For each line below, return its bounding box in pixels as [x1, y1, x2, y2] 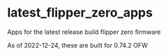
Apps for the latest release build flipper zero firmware [7, 28, 161, 36]
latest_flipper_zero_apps [7, 5, 153, 21]
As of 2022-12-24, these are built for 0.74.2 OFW [7, 41, 148, 49]
